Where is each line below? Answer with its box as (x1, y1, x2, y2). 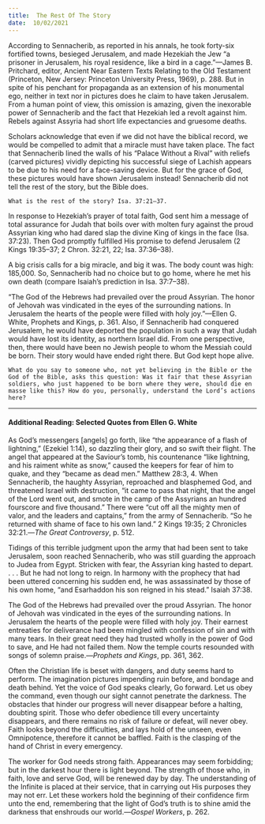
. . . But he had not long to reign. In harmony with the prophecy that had (8, 568, 241, 578)
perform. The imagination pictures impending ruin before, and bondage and (8, 674, 254, 683)
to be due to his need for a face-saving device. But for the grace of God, (8, 165, 243, 175)
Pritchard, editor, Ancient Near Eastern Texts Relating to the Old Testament (8, 66, 251, 75)
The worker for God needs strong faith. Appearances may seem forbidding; (8, 756, 254, 766)
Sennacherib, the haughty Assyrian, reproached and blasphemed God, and (8, 477, 252, 487)
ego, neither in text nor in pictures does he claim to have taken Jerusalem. (8, 91, 249, 100)
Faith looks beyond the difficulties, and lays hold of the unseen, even (8, 724, 232, 734)
